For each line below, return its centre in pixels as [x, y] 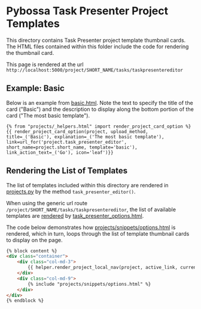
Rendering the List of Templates [67, 171]
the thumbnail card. [30, 52]
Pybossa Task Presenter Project [87, 11]
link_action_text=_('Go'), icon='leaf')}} [60, 152]
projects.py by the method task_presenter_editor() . [71, 191]
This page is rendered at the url [45, 64]
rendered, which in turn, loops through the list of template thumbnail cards [98, 233]
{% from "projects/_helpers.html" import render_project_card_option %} [99, 126]
